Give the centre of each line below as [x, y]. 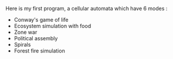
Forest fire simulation [39, 51]
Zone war [26, 32]
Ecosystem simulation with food [52, 26]
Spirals [22, 44]
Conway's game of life [41, 20]
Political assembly [36, 38]
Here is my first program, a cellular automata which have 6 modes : [86, 8]
